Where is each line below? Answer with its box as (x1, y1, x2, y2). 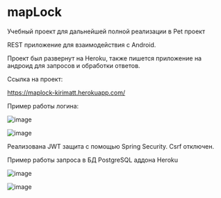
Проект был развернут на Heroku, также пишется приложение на (7, 53, 202, 63)
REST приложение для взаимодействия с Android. (7, 40, 156, 49)
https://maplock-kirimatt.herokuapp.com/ (7, 88, 126, 97)
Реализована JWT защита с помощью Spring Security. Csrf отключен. (7, 142, 214, 150)
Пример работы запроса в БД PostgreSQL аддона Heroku (7, 156, 179, 164)
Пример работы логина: (7, 101, 79, 110)
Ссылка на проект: (7, 74, 63, 83)
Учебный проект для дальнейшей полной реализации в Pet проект (7, 27, 206, 35)
